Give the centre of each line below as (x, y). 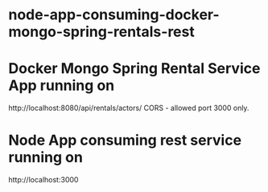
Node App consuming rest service (125, 140)
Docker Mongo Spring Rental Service (134, 69)
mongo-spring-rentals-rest (101, 32)
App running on (62, 86)
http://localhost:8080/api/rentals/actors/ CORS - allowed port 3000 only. (129, 108)
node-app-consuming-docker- (114, 15)
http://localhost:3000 (43, 180)
